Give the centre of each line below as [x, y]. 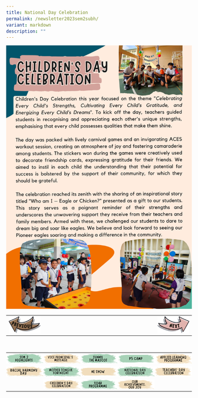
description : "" [26, 31]
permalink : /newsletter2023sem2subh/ [52, 19]
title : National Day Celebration [47, 12]
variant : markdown [29, 25]
